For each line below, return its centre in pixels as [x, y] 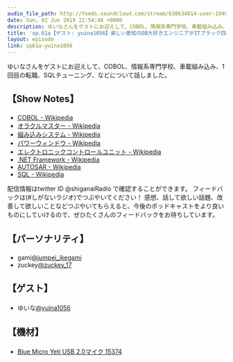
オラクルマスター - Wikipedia [59, 126]
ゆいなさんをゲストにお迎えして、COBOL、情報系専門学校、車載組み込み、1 [116, 66]
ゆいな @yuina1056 [44, 308]
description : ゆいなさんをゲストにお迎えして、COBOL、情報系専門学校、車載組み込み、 [118, 26]
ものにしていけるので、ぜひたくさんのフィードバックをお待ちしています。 [113, 215]
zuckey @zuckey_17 [44, 265]
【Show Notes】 [43, 99]
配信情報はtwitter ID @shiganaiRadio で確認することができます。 [100, 189]
